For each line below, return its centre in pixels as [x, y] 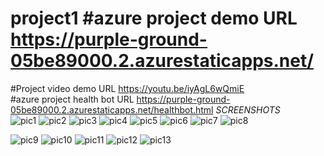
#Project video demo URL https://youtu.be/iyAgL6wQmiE [127, 88]
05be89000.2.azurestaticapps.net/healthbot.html [112, 109]
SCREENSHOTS [248, 109]
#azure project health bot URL [72, 99]
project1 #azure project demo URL [154, 18]
